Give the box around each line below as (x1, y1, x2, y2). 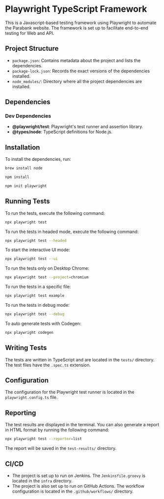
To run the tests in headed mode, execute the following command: (5, 229, 139, 235)
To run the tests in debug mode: (5, 302, 70, 308)
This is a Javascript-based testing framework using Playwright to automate (5, 20, 157, 26)
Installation (5, 143, 40, 151)
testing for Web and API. (5, 30, 54, 36)
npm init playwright (5, 183, 47, 188)
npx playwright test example (5, 294, 65, 298)
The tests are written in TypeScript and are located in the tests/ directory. (5, 356, 155, 362)
